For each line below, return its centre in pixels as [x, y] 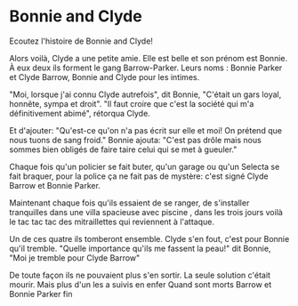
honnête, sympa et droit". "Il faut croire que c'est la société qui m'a [132, 103]
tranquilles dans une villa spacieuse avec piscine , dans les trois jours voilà [146, 212]
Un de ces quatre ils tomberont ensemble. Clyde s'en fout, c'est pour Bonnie [149, 238]
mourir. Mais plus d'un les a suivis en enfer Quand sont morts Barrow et [141, 284]
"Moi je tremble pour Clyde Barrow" [75, 258]
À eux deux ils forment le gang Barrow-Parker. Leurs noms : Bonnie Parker [146, 68]
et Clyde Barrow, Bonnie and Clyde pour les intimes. [105, 76]
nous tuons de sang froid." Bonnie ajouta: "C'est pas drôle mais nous [136, 140]
